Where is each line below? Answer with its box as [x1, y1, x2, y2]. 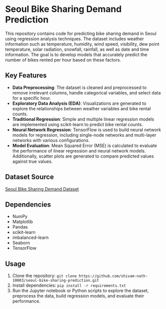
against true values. [12, 158, 53, 164]
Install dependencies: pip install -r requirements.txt [12, 282, 126, 289]
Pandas [12, 224, 28, 230]
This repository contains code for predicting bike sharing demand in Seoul [5, 30, 157, 36]
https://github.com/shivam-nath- [78, 274, 148, 279]
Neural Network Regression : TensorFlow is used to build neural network [12, 127, 161, 133]
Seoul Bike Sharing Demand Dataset [5, 186, 79, 192]
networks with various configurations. [12, 137, 90, 143]
